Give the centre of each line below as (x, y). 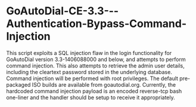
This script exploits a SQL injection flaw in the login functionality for (89, 53)
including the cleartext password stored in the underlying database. (89, 72)
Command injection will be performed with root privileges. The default (92, 78)
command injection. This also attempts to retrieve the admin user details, (95, 65)
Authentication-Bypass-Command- (97, 24)
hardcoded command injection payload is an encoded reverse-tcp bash (94, 91)
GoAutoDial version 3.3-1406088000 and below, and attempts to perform (96, 59)
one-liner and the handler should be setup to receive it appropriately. (91, 97)
